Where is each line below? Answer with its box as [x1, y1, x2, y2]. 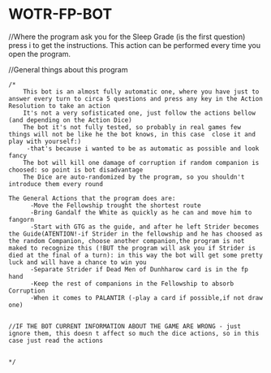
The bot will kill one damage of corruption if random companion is [23, 158, 260, 167]
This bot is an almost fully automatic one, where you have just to [23, 87, 260, 96]
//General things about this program [8, 64, 128, 74]
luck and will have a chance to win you [8, 258, 148, 267]
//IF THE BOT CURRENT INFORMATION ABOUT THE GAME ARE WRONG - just [8, 322, 242, 330]
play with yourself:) [8, 137, 82, 145]
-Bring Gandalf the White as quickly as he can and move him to [29, 208, 252, 216]
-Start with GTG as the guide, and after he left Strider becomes [29, 223, 260, 231]
